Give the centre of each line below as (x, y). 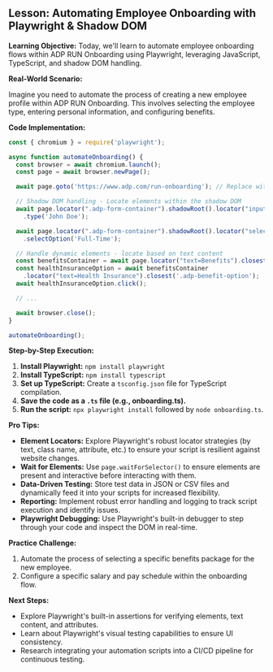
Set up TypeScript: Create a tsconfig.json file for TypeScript (123, 384)
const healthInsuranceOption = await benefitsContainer (112, 269)
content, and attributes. (59, 625)
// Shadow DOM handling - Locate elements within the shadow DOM (129, 202)
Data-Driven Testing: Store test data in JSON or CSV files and (125, 484)
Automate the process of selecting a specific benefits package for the (137, 559)
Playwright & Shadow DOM (78, 26)
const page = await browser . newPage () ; (83, 172)
